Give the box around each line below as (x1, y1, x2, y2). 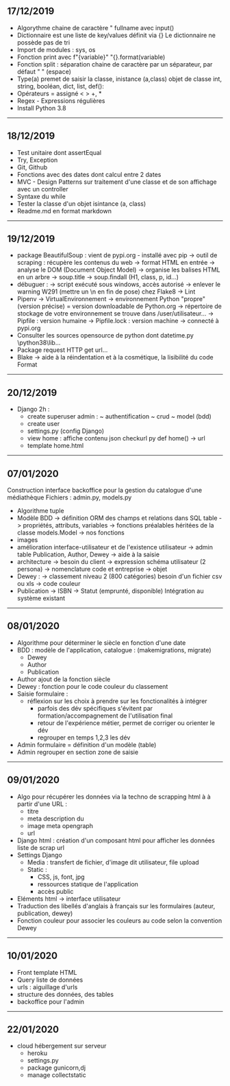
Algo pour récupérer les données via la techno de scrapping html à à (16, 792, 211, 801)
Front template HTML (16, 968, 77, 976)
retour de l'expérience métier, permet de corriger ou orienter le (37, 718, 216, 727)
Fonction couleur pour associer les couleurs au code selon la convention (16, 916, 222, 925)
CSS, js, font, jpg (37, 873, 85, 881)
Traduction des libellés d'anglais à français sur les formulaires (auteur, (16, 901, 216, 910)
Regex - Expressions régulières (16, 96, 105, 105)
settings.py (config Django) (27, 427, 105, 435)
